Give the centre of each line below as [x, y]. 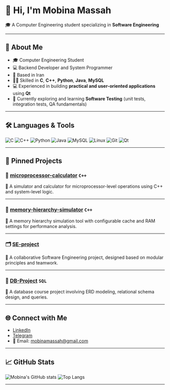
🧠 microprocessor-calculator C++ [46, 175]
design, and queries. [27, 297]
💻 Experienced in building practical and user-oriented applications [84, 86]
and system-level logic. [30, 192]
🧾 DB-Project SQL [26, 280]
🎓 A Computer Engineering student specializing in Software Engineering [82, 24]
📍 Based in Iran [28, 75]
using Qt [22, 93]
